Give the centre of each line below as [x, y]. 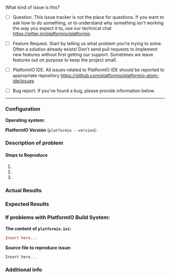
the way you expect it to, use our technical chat [62, 28]
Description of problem [34, 143]
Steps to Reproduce [27, 155]
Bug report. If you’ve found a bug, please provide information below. [84, 91]
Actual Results [24, 190]
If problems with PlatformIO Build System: [58, 218]
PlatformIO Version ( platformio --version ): [51, 130]
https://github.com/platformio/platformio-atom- [110, 76]
